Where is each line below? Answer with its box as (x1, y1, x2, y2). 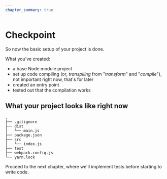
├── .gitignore (5, 119, 38, 124)
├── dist (5, 124, 24, 129)
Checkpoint (5, 29, 56, 40)
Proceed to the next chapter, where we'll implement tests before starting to (5, 164, 162, 170)
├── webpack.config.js (5, 150, 53, 156)
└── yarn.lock (5, 155, 36, 160)
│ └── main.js (5, 128, 40, 133)
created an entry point (12, 81, 59, 87)
